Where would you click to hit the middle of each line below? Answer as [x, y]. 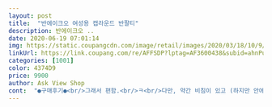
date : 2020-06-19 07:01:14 [54, 38]
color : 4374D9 [32, 68]
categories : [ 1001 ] [41, 61]
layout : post [30, 16]
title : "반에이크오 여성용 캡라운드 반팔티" [74, 23]
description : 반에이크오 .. [51, 31]
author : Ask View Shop [47, 83]
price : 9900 [28, 76]
